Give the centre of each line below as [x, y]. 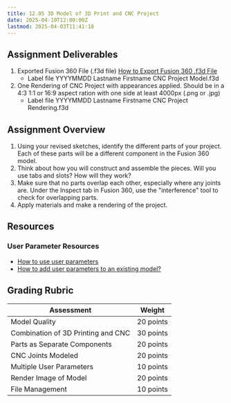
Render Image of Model [49, 377]
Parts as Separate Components [61, 344]
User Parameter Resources [53, 246]
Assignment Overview [56, 130]
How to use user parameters [58, 261]
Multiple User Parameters [52, 366]
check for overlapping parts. [58, 197]
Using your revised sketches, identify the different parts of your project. [119, 146]
